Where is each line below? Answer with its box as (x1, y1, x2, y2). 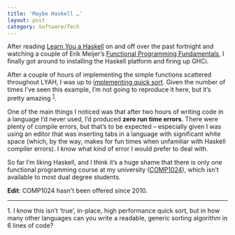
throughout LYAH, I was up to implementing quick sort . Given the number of (7, 78, 226, 86)
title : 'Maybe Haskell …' (7, 10, 83, 17)
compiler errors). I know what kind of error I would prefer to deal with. (7, 144, 208, 153)
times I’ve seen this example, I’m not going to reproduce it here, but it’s (7, 85, 211, 94)
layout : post (7, 17, 45, 24)
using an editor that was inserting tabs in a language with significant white (7, 130, 221, 138)
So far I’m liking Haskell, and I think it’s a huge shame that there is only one (7, 158, 222, 167)
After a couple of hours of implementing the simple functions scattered (7, 70, 212, 79)
